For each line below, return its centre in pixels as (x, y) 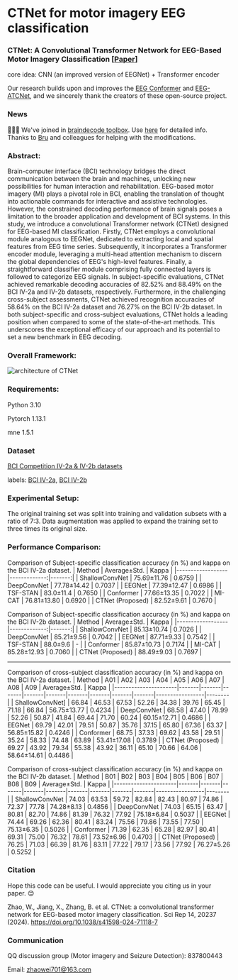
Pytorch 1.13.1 (27, 418)
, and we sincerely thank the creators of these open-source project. (128, 96)
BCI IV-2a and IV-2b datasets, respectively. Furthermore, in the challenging (117, 292)
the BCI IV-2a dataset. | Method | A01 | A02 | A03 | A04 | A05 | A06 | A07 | (116, 680)
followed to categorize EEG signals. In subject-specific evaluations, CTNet (116, 277)
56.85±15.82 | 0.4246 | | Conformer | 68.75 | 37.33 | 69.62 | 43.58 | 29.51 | (116, 732)
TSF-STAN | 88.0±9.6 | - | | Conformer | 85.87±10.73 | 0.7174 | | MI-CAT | (114, 644)
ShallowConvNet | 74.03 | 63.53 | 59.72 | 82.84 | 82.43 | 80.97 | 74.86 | (119, 799)
